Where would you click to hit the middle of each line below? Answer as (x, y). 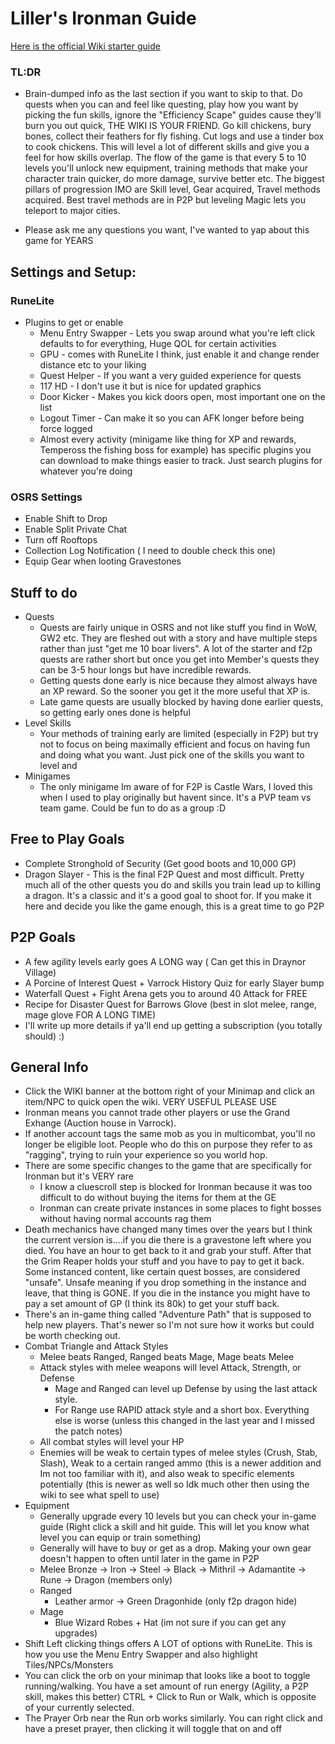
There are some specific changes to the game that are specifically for (168, 1166)
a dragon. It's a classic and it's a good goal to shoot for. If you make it (168, 895)
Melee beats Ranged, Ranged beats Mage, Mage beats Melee (167, 1357)
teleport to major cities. (72, 211)
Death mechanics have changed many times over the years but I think (168, 1229)
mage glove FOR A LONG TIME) (90, 1014)
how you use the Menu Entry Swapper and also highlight (141, 1654)
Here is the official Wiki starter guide (85, 46)
